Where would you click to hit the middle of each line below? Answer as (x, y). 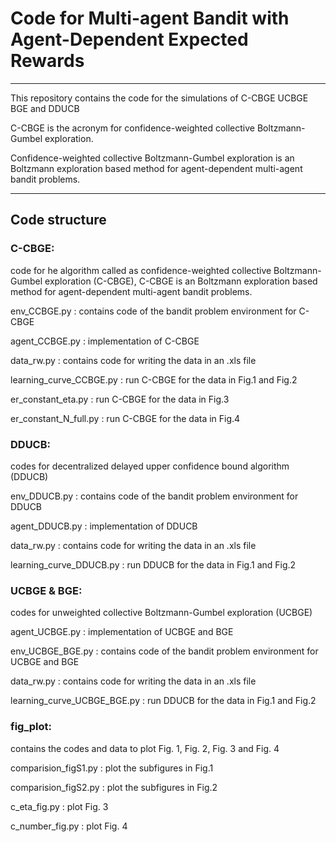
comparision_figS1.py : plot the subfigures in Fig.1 (112, 768)
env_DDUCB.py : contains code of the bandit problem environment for (154, 496)
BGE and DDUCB (45, 108)
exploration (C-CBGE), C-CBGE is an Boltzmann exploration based (181, 281)
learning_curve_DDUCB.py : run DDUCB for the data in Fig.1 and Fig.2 (153, 564)
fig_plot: (31, 727)
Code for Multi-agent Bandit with (150, 18)
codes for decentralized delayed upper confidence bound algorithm (150, 466)
